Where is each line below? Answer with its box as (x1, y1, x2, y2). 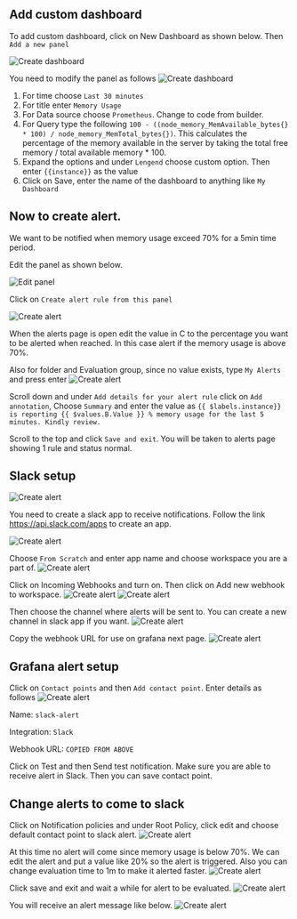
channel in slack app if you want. (9, 616, 130, 626)
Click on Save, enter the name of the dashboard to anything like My (21, 175, 266, 186)
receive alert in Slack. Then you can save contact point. (9, 770, 213, 781)
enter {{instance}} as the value (21, 165, 139, 176)
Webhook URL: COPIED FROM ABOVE (9, 744, 134, 754)
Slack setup (9, 469, 76, 484)
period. (9, 242, 36, 253)
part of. (9, 562, 36, 573)
